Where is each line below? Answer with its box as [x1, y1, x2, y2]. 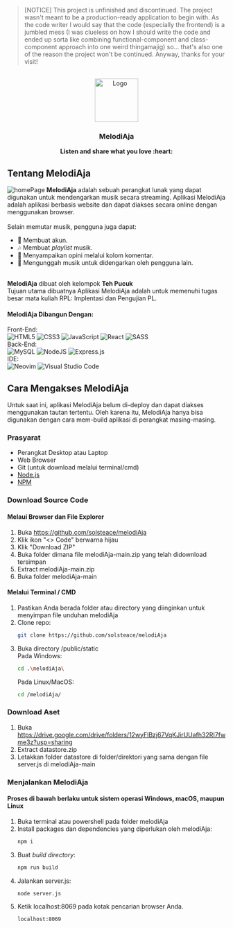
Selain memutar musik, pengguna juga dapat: [7, 223, 137, 231]
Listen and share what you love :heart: [60, 147, 173, 155]
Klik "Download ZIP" [17, 542, 76, 551]
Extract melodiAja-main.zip [17, 565, 95, 573]
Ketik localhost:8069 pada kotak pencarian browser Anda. [17, 902, 184, 911]
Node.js [17, 471, 40, 479]
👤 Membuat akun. [17, 236, 68, 245]
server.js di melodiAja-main [17, 759, 96, 768]
